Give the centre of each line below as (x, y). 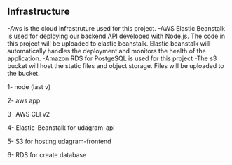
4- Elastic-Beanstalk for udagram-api (61, 127)
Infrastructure (39, 12)
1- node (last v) (29, 86)
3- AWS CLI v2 (29, 114)
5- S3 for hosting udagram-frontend (59, 141)
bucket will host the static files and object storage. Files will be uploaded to (116, 65)
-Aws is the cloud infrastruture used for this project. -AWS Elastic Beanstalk (116, 28)
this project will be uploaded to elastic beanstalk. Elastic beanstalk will (109, 43)
